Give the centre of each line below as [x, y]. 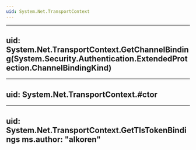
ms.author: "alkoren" [61, 139]
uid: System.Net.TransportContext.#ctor [82, 94]
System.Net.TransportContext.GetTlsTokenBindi [96, 130]
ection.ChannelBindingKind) [59, 68]
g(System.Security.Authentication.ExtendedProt [97, 59]
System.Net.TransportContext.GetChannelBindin [97, 50]
